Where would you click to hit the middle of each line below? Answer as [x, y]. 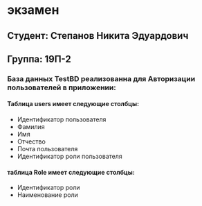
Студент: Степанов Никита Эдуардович [98, 36]
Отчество [31, 141]
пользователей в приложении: [62, 87]
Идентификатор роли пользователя [70, 156]
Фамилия [31, 127]
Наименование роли [47, 195]
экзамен [33, 10]
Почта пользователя [47, 149]
